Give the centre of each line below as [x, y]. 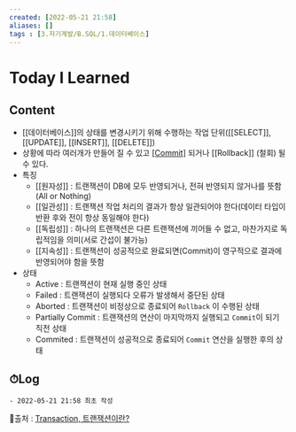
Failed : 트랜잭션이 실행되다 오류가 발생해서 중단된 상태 [130, 295]
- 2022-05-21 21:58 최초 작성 [61, 401]
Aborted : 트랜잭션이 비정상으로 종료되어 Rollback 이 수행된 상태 [147, 306]
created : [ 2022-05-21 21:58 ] [63, 17]
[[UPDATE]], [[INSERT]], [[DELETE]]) [89, 143]
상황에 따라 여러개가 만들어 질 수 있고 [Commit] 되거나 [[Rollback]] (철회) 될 [154, 153]
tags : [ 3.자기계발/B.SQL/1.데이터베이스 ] [79, 34]
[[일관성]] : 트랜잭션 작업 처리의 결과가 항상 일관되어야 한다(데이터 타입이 [160, 207]
